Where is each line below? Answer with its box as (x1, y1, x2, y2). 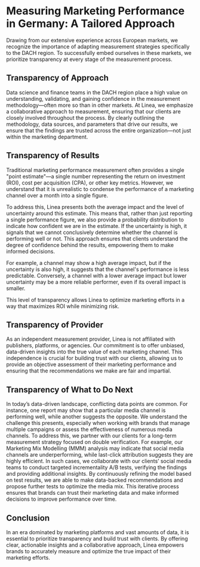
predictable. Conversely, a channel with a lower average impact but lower (6, 272, 187, 279)
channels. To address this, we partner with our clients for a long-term (6, 432, 177, 439)
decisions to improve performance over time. (6, 495, 117, 503)
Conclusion (6, 513, 50, 523)
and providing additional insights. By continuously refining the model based (6, 470, 192, 477)
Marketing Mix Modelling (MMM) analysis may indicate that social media (6, 445, 184, 452)
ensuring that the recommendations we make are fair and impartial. (6, 367, 171, 374)
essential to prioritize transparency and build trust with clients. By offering (6, 535, 188, 542)
